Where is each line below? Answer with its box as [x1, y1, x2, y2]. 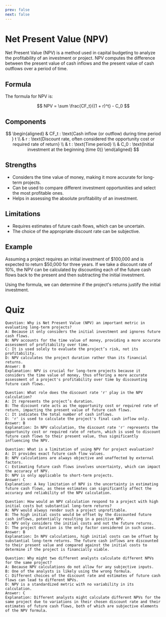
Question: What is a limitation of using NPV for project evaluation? [5, 447, 154, 452]
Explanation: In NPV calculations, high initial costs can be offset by [5, 534, 159, 539]
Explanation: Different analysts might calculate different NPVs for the [5, 595, 161, 600]
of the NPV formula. [5, 608, 48, 613]
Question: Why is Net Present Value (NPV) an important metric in [5, 321, 145, 326]
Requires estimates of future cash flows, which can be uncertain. [12, 223, 145, 229]
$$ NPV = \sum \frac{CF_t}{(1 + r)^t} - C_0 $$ [37, 103, 130, 109]
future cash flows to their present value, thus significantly [5, 434, 139, 439]
